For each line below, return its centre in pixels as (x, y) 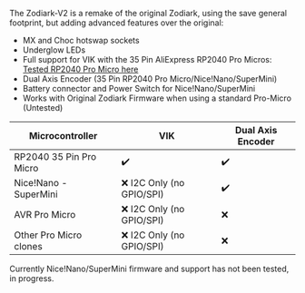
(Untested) (43, 107)
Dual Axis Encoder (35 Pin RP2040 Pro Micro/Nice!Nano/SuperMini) (150, 79)
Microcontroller (63, 136)
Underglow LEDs (54, 50)
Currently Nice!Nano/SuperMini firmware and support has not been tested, (149, 269)
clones (28, 246)
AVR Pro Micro (45, 215)
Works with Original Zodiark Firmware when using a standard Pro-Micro (157, 98)
